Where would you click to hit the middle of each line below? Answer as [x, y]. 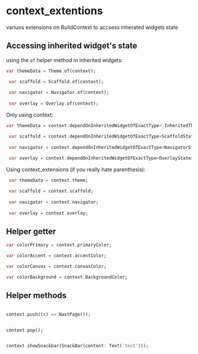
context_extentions [55, 11]
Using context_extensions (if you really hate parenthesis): [76, 170]
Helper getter [31, 231]
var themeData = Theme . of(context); [51, 71]
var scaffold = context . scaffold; [51, 191]
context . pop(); [25, 330]
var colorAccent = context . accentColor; [57, 256]
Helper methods [36, 296]
